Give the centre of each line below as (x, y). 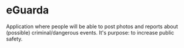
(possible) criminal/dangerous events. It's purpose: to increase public (90, 32)
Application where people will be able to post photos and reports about (92, 26)
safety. (14, 39)
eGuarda (28, 10)
